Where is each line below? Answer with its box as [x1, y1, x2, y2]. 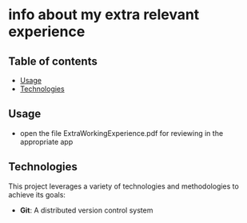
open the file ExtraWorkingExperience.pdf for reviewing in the [19, 128, 224, 137]
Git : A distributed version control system [19, 205, 153, 215]
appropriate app [19, 137, 74, 146]
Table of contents [8, 54, 98, 68]
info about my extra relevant [8, 6, 200, 24]
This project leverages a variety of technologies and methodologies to [8, 181, 240, 191]
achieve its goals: [8, 189, 66, 199]
